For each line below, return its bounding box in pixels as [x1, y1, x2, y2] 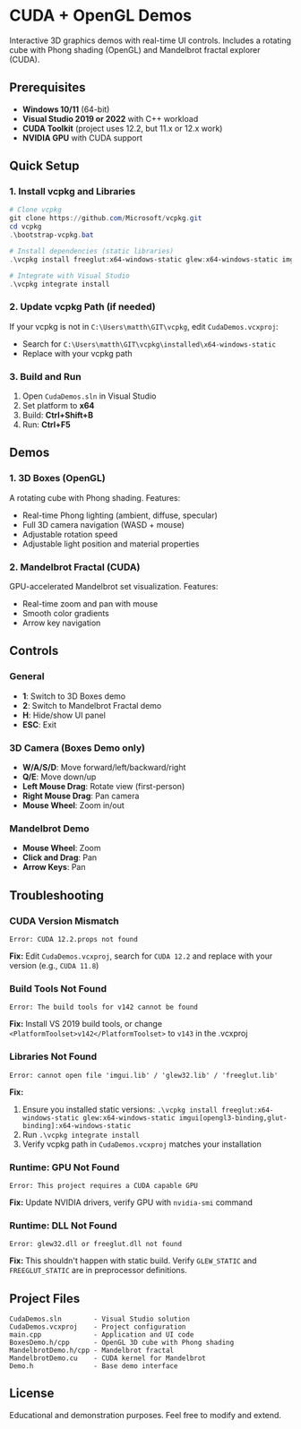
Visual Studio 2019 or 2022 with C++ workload [21, 113, 199, 124]
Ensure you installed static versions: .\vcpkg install [21, 1104, 218, 1115]
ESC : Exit [21, 719, 56, 730]
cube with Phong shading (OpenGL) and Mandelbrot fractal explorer [9, 44, 262, 55]
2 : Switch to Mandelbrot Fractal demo [21, 700, 162, 710]
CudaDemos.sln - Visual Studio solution [9, 1314, 191, 1323]
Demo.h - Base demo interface [9, 1361, 178, 1371]
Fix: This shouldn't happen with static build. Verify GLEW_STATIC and [9, 1255, 257, 1266]
